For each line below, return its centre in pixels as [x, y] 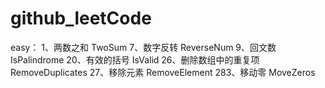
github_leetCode [81, 18]
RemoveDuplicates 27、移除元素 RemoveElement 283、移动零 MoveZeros [163, 72]
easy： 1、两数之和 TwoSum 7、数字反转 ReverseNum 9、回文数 [143, 47]
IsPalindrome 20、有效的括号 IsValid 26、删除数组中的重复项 [135, 59]
